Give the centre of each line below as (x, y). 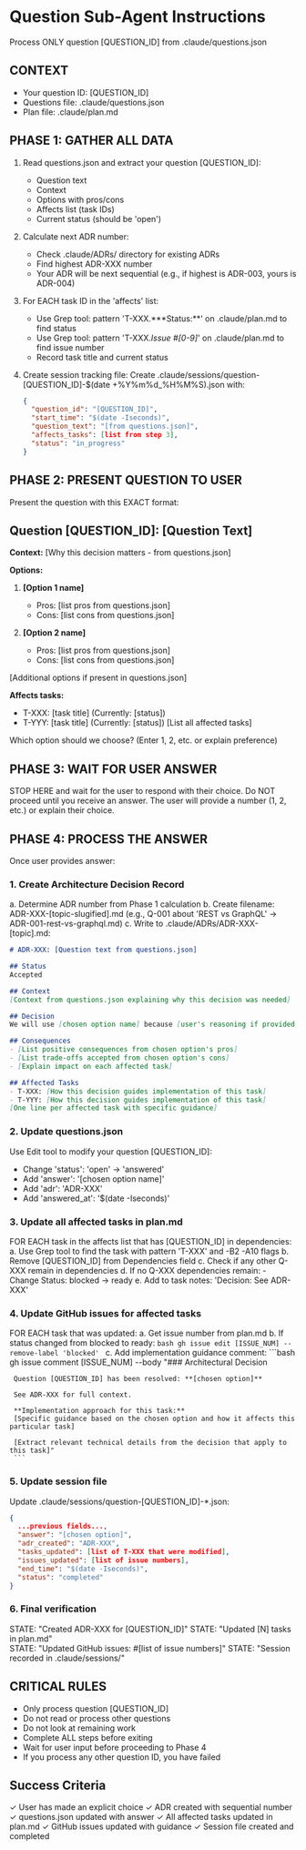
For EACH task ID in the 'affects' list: (91, 300)
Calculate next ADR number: (76, 236)
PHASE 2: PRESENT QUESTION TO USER (126, 480)
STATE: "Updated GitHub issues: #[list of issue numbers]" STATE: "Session (150, 1648)
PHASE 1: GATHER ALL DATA (92, 141)
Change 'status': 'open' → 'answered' (93, 1169)
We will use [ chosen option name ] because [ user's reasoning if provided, (154, 1025)
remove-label (34, 1354)
